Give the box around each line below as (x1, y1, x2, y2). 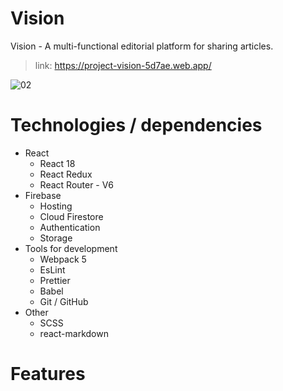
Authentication (39, 221, 101, 233)
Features (10, 363, 86, 386)
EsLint (39, 263, 66, 276)
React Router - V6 (39, 178, 114, 191)
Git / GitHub (39, 295, 89, 307)
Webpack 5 (39, 253, 87, 265)
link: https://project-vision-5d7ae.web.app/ (34, 59, 212, 71)
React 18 (39, 157, 76, 169)
